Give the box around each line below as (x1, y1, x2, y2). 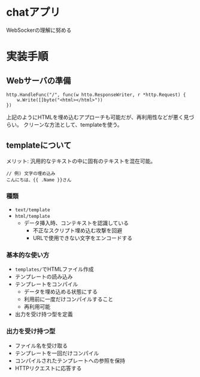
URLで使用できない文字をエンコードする (32, 235, 133, 242)
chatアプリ (6, 5, 61, 19)
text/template (14, 207, 50, 213)
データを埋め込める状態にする (23, 288, 98, 295)
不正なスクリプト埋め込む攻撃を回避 (32, 227, 123, 234)
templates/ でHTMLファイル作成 (14, 265, 94, 273)
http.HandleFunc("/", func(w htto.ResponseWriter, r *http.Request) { (6, 91, 186, 98)
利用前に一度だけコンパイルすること (23, 295, 114, 303)
